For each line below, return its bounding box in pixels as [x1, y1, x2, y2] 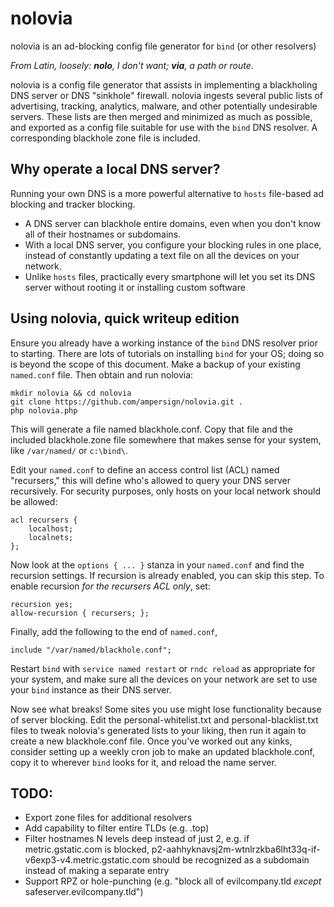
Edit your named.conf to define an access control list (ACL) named [10, 463, 280, 476]
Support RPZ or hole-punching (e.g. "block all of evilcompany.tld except [24, 875, 322, 887]
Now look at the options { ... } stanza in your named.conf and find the [10, 558, 305, 571]
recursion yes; [10, 599, 74, 609]
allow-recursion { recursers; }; [10, 608, 150, 618]
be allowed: [10, 495, 58, 507]
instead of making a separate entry [24, 865, 170, 877]
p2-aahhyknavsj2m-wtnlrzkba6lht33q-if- [151, 843, 321, 856]
